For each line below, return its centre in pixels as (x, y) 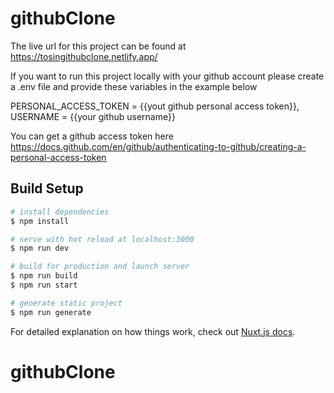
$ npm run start (44, 285)
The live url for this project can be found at (98, 46)
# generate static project (66, 303)
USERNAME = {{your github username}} (93, 116)
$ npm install (40, 221)
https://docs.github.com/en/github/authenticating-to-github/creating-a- (158, 146)
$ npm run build (44, 276)
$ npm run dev (40, 248)
